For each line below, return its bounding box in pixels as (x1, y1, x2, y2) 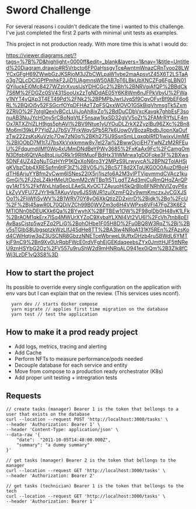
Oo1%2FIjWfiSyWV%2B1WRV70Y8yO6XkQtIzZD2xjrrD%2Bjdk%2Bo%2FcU (6, 194, 188, 202)
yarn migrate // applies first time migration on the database (11, 306, 168, 312)
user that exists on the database (6, 411, 90, 418)
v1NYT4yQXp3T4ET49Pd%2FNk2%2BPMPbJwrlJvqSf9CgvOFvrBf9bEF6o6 (6, 95, 189, 103)
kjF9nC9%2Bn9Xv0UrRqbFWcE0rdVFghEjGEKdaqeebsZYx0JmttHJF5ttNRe (6, 238, 188, 245)
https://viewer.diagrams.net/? (6, 52, 77, 59)
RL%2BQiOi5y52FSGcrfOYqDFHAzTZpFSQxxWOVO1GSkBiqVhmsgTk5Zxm (6, 101, 187, 108)
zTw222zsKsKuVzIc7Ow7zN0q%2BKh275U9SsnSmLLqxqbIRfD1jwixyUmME (6, 132, 190, 139)
